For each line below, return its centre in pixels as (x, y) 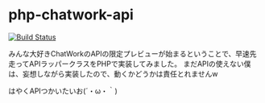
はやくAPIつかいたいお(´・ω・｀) (63, 91)
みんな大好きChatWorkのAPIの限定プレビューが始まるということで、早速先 (132, 53)
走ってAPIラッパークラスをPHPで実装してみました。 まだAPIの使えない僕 (130, 64)
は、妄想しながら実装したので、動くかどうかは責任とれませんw (113, 73)
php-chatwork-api (71, 15)
